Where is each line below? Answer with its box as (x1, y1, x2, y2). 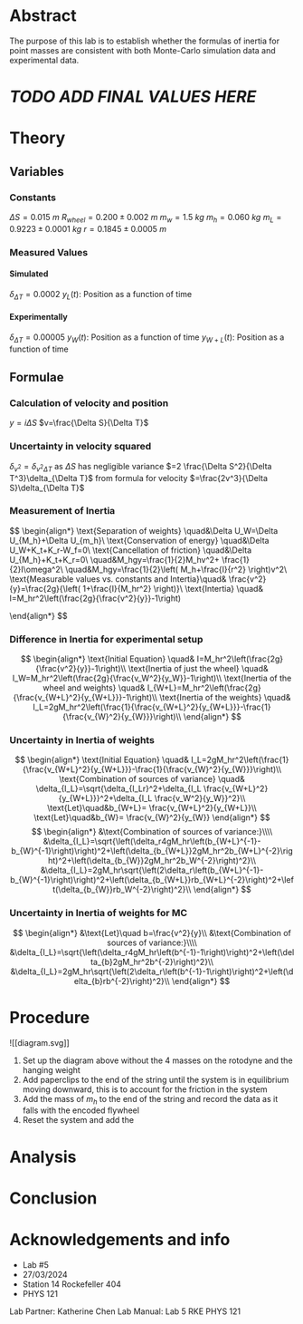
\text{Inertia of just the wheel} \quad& (128, 663, 269, 674)
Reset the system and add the (22, 1115, 134, 1126)
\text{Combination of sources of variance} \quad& (58, 774, 246, 785)
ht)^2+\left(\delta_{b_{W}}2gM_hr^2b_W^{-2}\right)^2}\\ (48, 855, 256, 866)
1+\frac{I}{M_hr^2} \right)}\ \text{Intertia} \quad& (82, 583, 264, 594)
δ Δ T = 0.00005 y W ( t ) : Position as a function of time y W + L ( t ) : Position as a (9, 332, 285, 344)
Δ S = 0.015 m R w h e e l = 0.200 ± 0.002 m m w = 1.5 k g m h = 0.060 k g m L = (9, 212, 282, 225)
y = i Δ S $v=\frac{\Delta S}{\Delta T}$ (9, 418, 149, 429)
